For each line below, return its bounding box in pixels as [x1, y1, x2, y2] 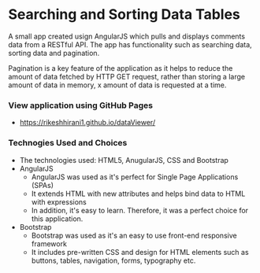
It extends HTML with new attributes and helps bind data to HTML [31, 189, 246, 198]
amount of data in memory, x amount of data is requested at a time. [8, 80, 227, 90]
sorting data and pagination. [8, 48, 100, 57]
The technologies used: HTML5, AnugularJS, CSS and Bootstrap [19, 155, 228, 164]
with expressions [31, 197, 87, 206]
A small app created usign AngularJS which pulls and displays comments [8, 31, 246, 41]
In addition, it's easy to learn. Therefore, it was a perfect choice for [31, 205, 249, 215]
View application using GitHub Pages [8, 100, 154, 111]
